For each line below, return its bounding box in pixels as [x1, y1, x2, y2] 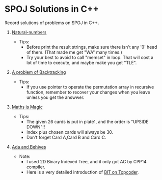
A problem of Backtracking [11, 69, 66, 75]
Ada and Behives [11, 144, 46, 150]
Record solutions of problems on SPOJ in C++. [4, 20, 99, 26]
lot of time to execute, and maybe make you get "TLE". [26, 60, 137, 65]
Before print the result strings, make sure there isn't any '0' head [26, 44, 158, 50]
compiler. [26, 164, 45, 170]
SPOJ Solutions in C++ [4, 3, 99, 15]
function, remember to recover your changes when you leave [26, 89, 150, 95]
